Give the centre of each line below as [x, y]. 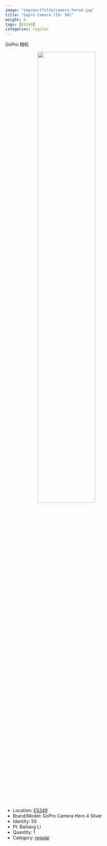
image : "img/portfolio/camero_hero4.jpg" [50, 10]
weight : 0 [16, 20]
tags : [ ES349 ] [20, 24]
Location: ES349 [30, 811]
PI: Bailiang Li [27, 827]
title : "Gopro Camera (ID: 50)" [39, 15]
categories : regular [27, 29]
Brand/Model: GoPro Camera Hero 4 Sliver [57, 816]
